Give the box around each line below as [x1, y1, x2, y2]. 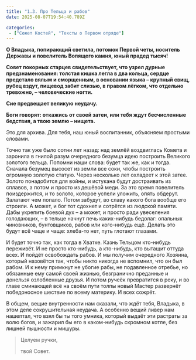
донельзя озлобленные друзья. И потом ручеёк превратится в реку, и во [6, 276, 190, 283]
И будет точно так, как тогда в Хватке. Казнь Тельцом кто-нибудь [6, 239, 171, 246]
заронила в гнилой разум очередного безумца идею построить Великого [6, 153, 191, 160]
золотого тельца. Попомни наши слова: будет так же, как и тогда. [6, 159, 171, 166]
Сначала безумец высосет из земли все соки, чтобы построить [6, 165, 166, 172]
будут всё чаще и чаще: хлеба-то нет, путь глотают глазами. [6, 227, 158, 235]
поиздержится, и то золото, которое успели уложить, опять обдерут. [6, 190, 178, 197]
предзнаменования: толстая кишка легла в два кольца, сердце [6, 70, 170, 77]
